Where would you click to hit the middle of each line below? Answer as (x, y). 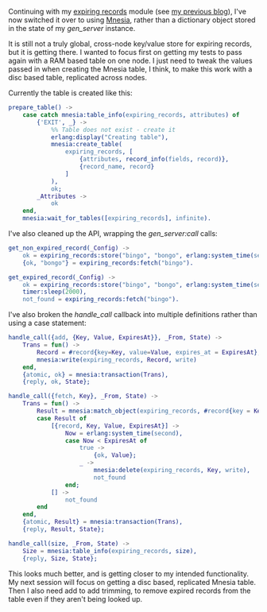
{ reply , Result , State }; (64, 529)
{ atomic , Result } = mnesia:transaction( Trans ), (103, 522)
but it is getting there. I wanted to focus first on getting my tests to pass (125, 52)
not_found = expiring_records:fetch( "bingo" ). (101, 300)
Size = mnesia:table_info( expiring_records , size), (110, 551)
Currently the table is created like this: (70, 93)
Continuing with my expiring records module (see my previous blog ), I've (127, 12)
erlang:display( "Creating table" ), (110, 137)
